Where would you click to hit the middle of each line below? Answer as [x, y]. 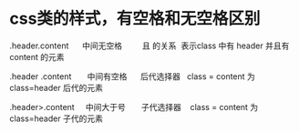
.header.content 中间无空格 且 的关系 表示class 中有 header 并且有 [149, 46]
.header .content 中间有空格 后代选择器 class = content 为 [132, 76]
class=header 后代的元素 [56, 87]
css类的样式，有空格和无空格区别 [135, 19]
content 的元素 [37, 56]
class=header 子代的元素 [56, 118]
